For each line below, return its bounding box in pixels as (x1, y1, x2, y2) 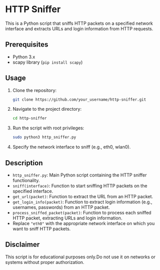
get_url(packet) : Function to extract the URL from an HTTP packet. (12, 194, 153, 199)
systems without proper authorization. (5, 259, 85, 265)
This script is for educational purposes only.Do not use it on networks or (5, 254, 155, 260)
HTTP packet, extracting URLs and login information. (12, 215, 123, 221)
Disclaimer (5, 240, 40, 249)
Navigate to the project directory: (12, 106, 82, 112)
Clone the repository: (12, 87, 57, 93)
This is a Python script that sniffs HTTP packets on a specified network (5, 20, 153, 26)
